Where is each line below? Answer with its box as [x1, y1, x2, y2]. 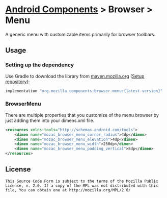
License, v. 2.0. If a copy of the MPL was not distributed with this [5, 183, 158, 188]
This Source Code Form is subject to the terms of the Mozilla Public [5, 179, 158, 184]
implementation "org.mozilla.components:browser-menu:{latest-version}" [5, 88, 163, 93]
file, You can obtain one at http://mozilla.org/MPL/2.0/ [5, 187, 131, 192]
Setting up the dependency [5, 61, 74, 68]
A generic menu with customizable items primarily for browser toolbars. [5, 31, 156, 37]
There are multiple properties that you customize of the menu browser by [5, 112, 159, 118]
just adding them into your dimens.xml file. [5, 117, 95, 123]
